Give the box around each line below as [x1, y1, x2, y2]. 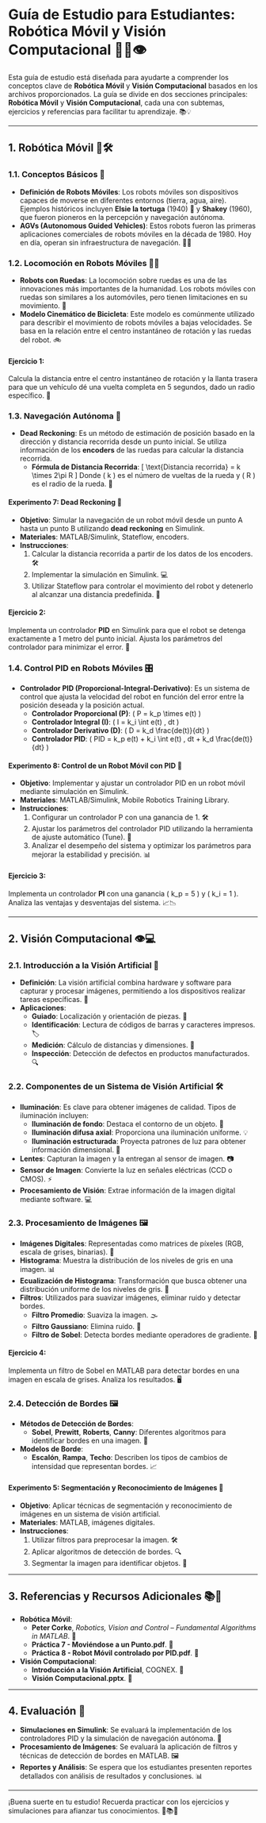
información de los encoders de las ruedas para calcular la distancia [19, 445, 244, 455]
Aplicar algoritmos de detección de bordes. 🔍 [31, 1547, 182, 1556]
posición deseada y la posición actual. [19, 700, 145, 710]
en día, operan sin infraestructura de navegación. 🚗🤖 [19, 237, 192, 247]
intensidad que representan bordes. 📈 [31, 1462, 158, 1471]
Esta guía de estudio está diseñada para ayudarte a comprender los [8, 72, 230, 82]
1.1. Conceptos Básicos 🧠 [8, 169, 105, 180]
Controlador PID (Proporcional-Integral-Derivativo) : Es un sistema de [19, 684, 250, 693]
